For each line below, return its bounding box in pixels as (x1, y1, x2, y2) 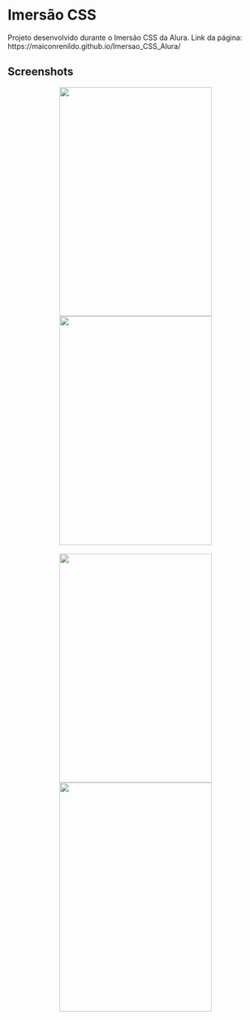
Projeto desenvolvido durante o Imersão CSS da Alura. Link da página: (7, 33, 243, 42)
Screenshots (7, 65, 74, 79)
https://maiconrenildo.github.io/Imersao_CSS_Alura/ (7, 41, 181, 50)
